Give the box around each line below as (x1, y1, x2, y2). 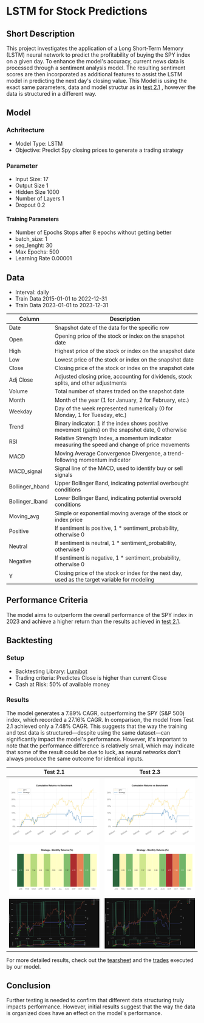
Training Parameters (6, 215, 59, 223)
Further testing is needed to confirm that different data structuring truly (6, 997, 184, 1004)
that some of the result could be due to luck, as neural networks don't (6, 748, 181, 755)
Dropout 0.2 (15, 201, 46, 209)
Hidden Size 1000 (15, 188, 59, 196)
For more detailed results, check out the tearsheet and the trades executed (6, 956, 194, 964)
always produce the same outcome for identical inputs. (6, 755, 144, 762)
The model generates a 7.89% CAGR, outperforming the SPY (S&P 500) (6, 709, 185, 717)
